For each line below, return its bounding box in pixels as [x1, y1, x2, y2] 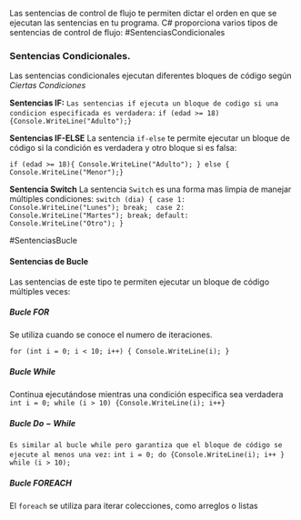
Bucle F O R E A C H [9, 477, 73, 488]
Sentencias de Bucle [9, 255, 89, 266]
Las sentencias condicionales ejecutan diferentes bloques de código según [9, 70, 293, 81]
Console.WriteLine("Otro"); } [9, 219, 125, 228]
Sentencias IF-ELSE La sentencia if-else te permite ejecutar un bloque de [9, 133, 291, 144]
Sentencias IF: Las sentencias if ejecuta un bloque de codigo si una [9, 97, 279, 108]
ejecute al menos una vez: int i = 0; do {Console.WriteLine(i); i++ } [9, 450, 285, 460]
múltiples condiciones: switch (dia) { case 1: [9, 194, 186, 205]
